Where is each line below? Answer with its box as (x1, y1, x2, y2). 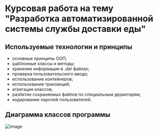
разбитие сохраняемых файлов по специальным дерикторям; (12, 91, 141, 97)
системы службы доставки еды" (5, 24, 146, 34)
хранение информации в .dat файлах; (12, 66, 90, 72)
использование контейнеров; (12, 76, 74, 82)
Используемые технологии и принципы (5, 43, 132, 51)
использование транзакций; (12, 81, 71, 87)
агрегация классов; (12, 87, 53, 92)
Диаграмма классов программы (5, 111, 111, 119)
